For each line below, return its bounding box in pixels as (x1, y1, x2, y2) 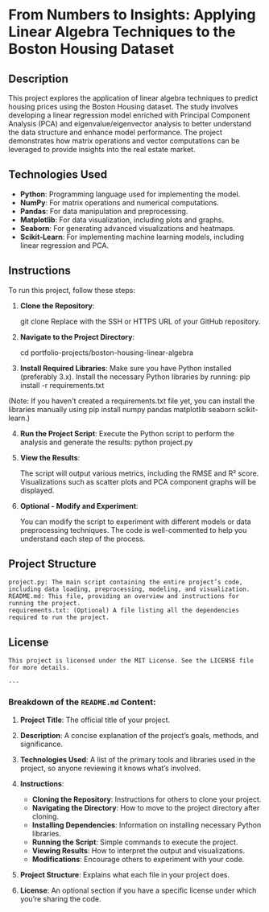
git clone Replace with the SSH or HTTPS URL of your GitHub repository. (19, 316, 261, 326)
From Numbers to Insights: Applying (8, 6, 256, 24)
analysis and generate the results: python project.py (19, 437, 193, 447)
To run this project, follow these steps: (8, 285, 135, 295)
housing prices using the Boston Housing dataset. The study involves (8, 102, 239, 111)
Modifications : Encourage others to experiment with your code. (31, 854, 245, 864)
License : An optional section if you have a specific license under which (19, 885, 257, 895)
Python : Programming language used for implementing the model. (19, 189, 241, 199)
